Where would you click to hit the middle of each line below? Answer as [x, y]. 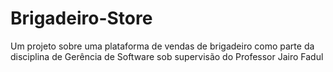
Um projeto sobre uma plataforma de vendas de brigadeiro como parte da [162, 46]
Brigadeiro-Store [81, 18]
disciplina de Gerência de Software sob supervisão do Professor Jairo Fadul [167, 56]
